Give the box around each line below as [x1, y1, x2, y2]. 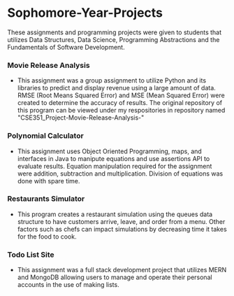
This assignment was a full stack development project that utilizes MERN [17, 266, 227, 274]
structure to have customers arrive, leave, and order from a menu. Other [17, 217, 226, 225]
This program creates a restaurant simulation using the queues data [17, 210, 213, 218]
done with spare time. [17, 176, 80, 185]
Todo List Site [7, 250, 54, 260]
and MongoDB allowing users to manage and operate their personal [17, 273, 212, 281]
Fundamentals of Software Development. [7, 43, 125, 51]
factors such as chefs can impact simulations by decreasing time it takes [17, 225, 227, 233]
